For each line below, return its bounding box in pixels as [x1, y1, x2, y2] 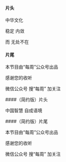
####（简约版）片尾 [5, 118, 48, 125]
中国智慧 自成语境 [5, 108, 42, 114]
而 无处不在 [5, 39, 29, 45]
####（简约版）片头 [5, 96, 48, 103]
